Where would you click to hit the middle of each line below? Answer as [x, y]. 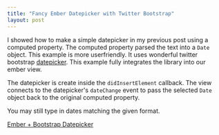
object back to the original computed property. [74, 97]
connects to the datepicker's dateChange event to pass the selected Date [109, 90]
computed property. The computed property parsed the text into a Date [108, 47]
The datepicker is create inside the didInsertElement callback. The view [109, 82]
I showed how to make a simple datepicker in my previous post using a [108, 39]
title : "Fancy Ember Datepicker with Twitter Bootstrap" [91, 13]
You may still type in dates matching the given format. [84, 111]
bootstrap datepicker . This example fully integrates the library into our [106, 62]
